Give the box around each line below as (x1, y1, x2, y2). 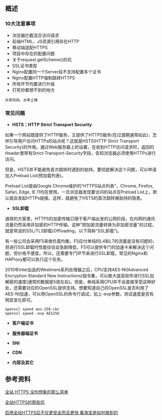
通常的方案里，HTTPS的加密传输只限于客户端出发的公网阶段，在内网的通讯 (5, 216, 155, 221)
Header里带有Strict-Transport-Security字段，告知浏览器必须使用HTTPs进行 (5, 150, 156, 156)
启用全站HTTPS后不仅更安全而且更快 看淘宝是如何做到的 (5, 409, 118, 415)
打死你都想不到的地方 (12, 87, 55, 93)
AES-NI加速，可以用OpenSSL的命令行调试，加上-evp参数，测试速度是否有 (5, 291, 154, 297)
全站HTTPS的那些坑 (5, 399, 45, 405)
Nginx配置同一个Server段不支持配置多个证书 (12, 68, 101, 74)
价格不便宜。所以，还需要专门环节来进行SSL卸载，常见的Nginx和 (17, 250, 148, 256)
